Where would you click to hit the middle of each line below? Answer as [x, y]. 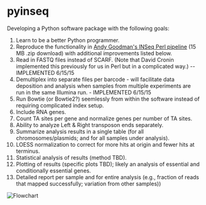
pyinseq [28, 11]
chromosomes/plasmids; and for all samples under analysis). [93, 138]
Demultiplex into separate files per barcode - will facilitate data [95, 79]
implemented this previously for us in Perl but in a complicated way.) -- [105, 66]
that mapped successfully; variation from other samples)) [88, 184]
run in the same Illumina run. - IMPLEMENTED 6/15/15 [83, 92]
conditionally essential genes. [53, 171]
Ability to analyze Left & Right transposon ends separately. [90, 125]
